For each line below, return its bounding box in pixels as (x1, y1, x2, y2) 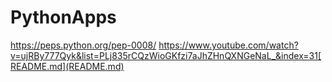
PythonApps (10, 6, 117, 29)
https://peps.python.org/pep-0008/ (10, 39, 157, 51)
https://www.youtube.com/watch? (158, 39, 299, 51)
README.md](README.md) (10, 60, 125, 72)
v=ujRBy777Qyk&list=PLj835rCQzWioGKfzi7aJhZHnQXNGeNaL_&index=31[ (10, 49, 322, 61)
